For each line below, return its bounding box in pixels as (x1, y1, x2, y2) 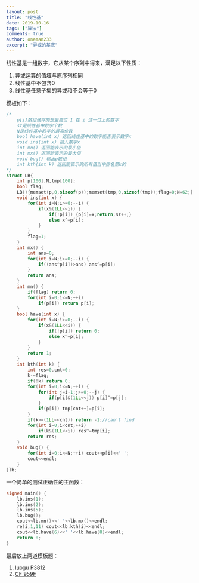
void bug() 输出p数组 (17, 156, 67, 162)
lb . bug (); (17, 513, 42, 518)
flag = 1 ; (27, 234, 46, 240)
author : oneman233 (6, 36, 52, 42)
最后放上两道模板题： (6, 552, 58, 559)
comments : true (6, 31, 44, 37)
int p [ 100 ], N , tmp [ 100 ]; (17, 178, 76, 184)
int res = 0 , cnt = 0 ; (27, 367, 70, 373)
